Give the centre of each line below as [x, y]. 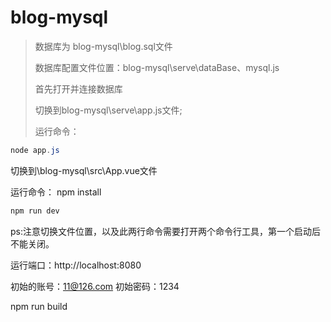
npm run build [39, 306]
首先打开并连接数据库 [78, 88]
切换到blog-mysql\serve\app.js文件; [108, 110]
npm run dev [35, 211]
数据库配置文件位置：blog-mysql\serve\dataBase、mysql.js [157, 67]
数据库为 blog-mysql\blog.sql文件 [103, 46]
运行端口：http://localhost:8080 [76, 265]
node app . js [35, 150]
